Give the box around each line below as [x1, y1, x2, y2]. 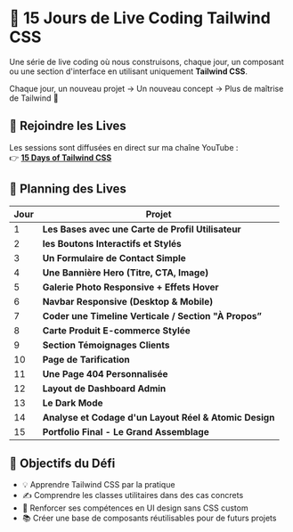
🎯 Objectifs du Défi [9, 455, 116, 471]
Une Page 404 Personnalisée [42, 367, 168, 380]
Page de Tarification [42, 353, 131, 365]
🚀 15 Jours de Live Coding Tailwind [9, 8, 272, 29]
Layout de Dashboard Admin [42, 382, 167, 395]
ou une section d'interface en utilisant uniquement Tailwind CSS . [9, 66, 248, 77]
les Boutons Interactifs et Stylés [42, 237, 182, 250]
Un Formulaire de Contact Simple [42, 251, 187, 264]
